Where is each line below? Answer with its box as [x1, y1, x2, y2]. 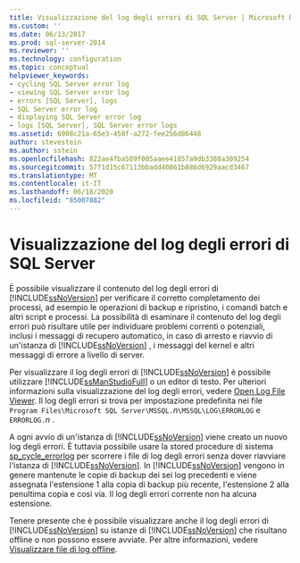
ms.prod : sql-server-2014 [9, 38, 105, 47]
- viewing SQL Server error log [9, 88, 129, 97]
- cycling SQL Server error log [9, 80, 129, 88]
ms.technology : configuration [9, 55, 122, 63]
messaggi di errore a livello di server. [9, 349, 146, 360]
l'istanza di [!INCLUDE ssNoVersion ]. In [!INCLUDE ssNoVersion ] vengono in [9, 459, 285, 470]
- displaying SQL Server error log [9, 113, 142, 122]
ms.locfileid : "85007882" [9, 196, 105, 206]
